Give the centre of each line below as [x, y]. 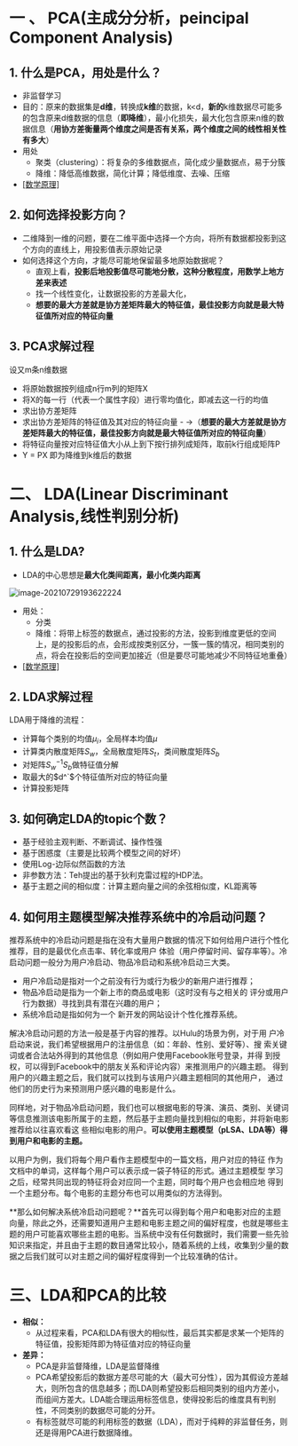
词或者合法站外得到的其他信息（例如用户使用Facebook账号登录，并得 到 [141, 1055]
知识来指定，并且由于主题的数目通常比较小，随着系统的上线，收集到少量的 [145, 1245]
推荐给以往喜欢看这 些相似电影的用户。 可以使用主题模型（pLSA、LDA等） [145, 1130]
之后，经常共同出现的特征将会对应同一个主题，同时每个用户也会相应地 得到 [146, 1182]
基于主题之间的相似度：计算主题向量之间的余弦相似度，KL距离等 [140, 886]
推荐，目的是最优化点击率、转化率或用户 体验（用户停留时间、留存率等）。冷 [148, 952]
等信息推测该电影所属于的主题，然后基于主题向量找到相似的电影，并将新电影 [149, 1118]
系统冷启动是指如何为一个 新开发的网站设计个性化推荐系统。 [132, 1015]
